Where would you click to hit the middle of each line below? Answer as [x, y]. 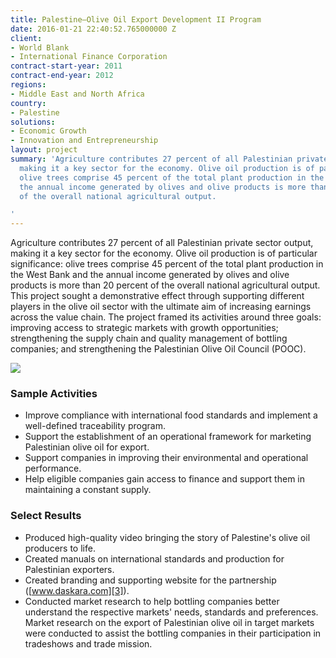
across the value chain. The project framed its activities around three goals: [166, 317]
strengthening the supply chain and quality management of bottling [149, 338]
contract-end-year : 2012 [62, 76]
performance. [53, 468]
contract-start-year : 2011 [66, 66]
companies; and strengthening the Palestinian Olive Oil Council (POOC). [158, 349]
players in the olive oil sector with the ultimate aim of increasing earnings [161, 307]
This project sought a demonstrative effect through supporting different [157, 296]
